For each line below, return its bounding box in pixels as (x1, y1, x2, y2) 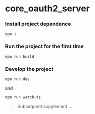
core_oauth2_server (5, 3, 90, 14)
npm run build (5, 54, 35, 59)
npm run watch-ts (5, 95, 41, 100)
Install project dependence (5, 21, 71, 28)
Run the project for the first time (5, 43, 84, 50)
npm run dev (5, 77, 30, 82)
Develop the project (5, 65, 53, 72)
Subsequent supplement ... (17, 104, 73, 110)
